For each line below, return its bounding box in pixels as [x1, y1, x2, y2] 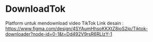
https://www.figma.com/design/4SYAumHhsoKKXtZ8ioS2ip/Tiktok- [5, 25, 148, 31]
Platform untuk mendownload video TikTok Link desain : [5, 20, 124, 26]
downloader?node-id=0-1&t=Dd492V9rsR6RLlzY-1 [5, 31, 112, 37]
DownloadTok [5, 3, 66, 15]
